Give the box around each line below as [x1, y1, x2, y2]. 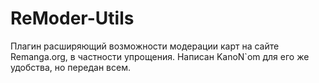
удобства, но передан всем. [10, 61, 132, 73]
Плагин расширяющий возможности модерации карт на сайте [10, 40, 280, 52]
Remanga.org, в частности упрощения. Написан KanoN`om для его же [10, 50, 310, 62]
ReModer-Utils [10, 7, 135, 30]
